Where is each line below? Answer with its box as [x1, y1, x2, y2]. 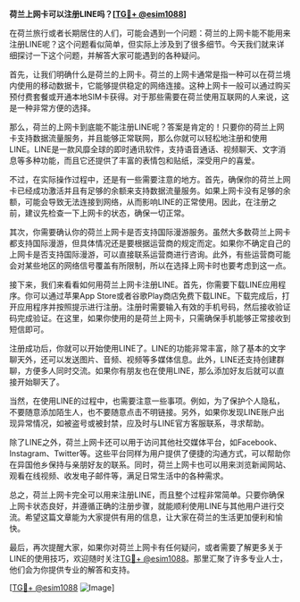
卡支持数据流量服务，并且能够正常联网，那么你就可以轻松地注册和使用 [9, 133, 268, 143]
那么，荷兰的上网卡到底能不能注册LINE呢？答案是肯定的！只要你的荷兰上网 [9, 122, 285, 132]
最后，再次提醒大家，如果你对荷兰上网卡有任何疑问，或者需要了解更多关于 [9, 542, 283, 553]
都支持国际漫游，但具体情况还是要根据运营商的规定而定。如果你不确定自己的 [9, 238, 291, 249]
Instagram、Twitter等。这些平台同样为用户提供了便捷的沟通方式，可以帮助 [9, 448, 283, 459]
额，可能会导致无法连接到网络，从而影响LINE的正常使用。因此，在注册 [9, 197, 270, 207]
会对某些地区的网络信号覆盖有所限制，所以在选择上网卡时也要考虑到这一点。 [9, 260, 291, 271]
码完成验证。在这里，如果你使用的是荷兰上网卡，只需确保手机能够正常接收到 [9, 313, 291, 323]
